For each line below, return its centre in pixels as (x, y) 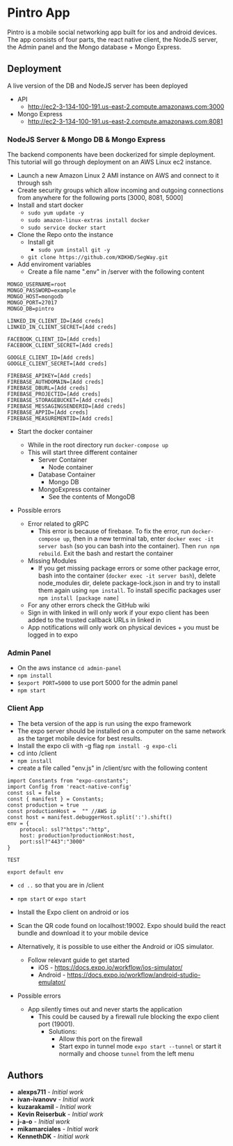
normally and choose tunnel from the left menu (127, 1053)
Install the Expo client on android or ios (73, 912)
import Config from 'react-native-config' (70, 787)
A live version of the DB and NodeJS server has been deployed (98, 86)
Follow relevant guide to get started (79, 960)
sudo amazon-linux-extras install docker (88, 221)
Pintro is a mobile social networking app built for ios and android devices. (112, 32)
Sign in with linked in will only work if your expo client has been (118, 613)
